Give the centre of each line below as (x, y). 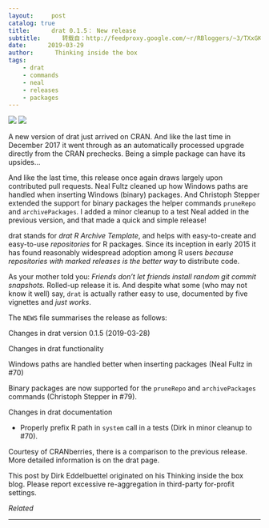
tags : (17, 61)
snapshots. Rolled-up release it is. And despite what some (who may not (128, 286)
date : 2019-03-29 (46, 46)
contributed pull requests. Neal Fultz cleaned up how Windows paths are (128, 186)
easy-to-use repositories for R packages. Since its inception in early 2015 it (132, 244)
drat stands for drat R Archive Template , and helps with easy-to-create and (132, 236)
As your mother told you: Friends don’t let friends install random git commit (132, 277)
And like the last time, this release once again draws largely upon (115, 178)
